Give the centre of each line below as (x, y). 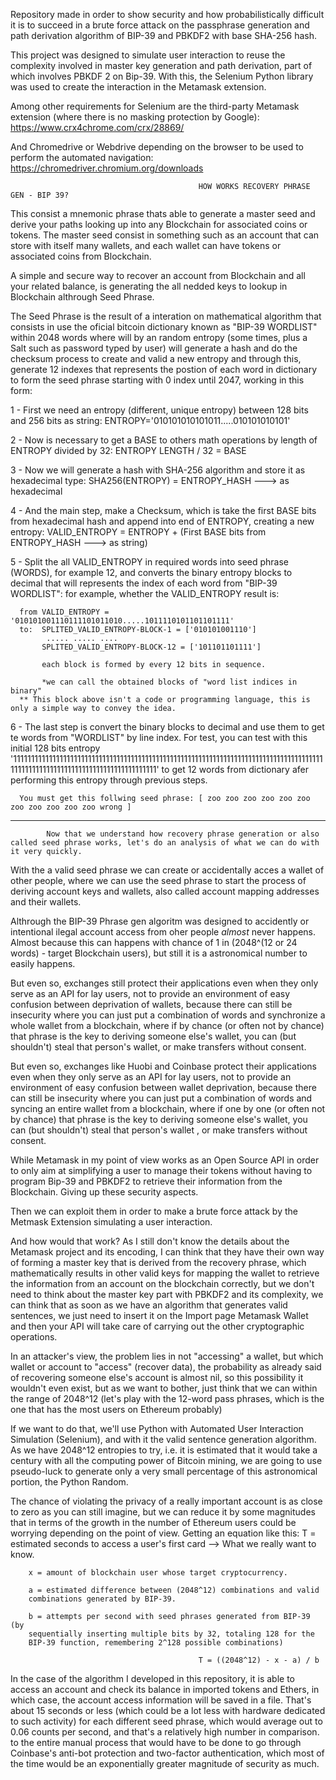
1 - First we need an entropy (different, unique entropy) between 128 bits (159, 410)
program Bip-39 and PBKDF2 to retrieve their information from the (146, 1181)
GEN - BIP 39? (40, 195)
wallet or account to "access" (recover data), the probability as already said (166, 1367)
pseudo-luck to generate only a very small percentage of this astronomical (164, 1471)
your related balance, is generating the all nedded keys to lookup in (149, 286)
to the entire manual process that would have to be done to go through (156, 1742)
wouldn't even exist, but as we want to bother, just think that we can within (164, 1388)
